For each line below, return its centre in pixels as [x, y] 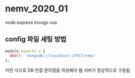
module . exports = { [25, 51]
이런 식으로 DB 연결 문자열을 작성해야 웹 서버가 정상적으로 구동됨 [68, 71]
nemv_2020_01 [36, 9]
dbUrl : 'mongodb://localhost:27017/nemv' [53, 56]
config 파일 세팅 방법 [36, 39]
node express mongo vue [31, 22]
